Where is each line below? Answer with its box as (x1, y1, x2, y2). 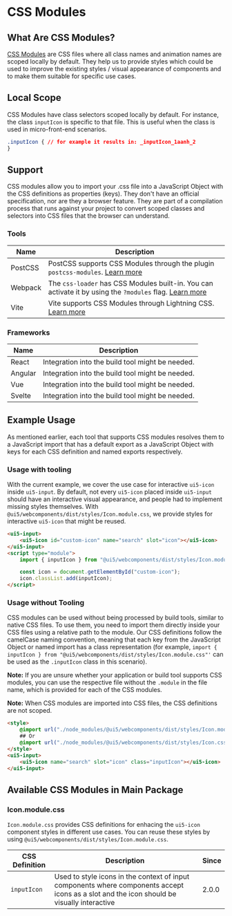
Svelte (10, 391, 31, 400)
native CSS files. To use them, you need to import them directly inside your (7, 621, 220, 629)
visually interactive (54, 898, 115, 908)
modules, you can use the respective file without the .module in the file (7, 678, 208, 686)
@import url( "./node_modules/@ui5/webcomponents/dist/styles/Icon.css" (19, 739, 230, 746)
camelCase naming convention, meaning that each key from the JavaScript (7, 635, 221, 644)
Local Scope (7, 92, 61, 104)
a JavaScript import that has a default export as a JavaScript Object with (7, 440, 214, 448)
